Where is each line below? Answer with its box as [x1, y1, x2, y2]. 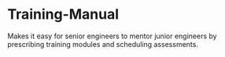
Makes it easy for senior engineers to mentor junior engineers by [7, 31, 217, 41]
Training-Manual [7, 5, 120, 23]
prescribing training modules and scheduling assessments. [7, 39, 198, 48]
